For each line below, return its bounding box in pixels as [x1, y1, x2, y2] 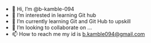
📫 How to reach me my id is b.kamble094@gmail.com [11, 31, 145, 37]
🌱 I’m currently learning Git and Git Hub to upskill [11, 18, 131, 24]
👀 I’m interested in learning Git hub [11, 12, 97, 19]
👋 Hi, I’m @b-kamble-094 [11, 6, 75, 12]
